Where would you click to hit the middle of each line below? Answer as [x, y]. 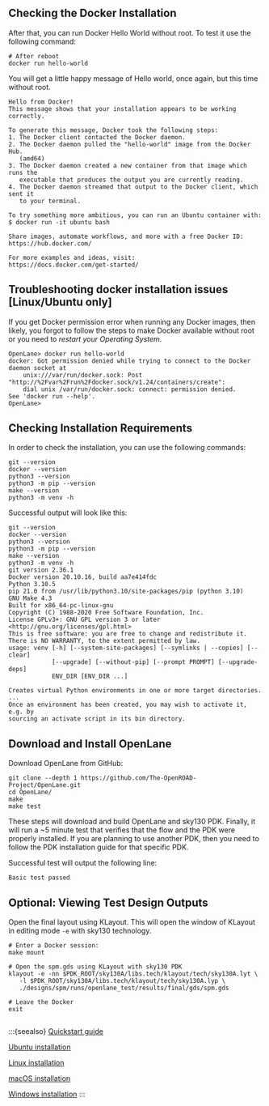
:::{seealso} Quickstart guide [56, 1032]
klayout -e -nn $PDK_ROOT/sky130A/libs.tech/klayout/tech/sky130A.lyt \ [133, 974]
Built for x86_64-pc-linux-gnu [61, 606]
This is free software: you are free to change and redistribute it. [128, 634]
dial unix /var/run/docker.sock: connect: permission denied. [130, 389]
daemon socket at [38, 368]
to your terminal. [50, 201]
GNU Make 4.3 [30, 598]
